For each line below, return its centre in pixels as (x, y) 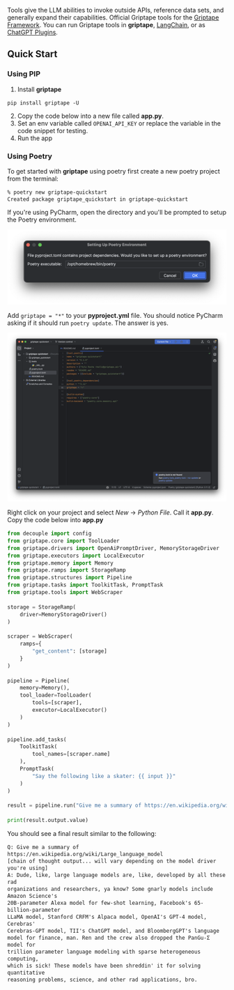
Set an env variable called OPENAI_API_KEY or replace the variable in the (119, 123)
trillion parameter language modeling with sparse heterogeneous (104, 952)
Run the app (35, 138)
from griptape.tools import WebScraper (65, 593)
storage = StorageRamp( (42, 607)
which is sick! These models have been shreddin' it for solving (104, 966)
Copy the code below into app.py (55, 520)
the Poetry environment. (42, 220)
